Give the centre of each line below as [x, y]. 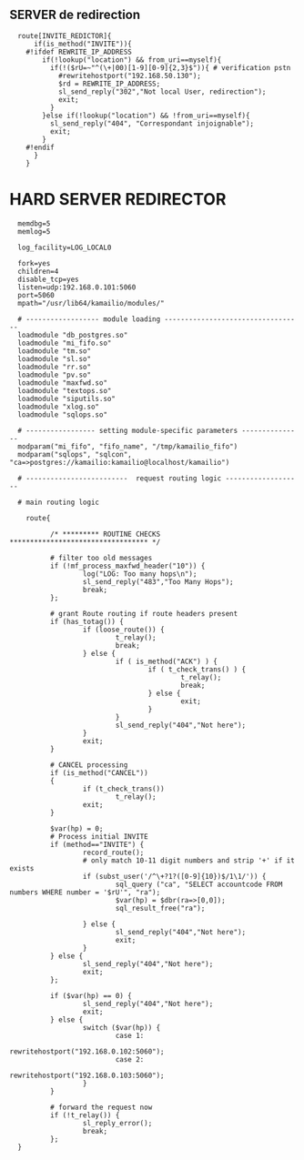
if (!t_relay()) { [85, 1115]
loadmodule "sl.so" [55, 358]
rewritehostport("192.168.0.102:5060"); [87, 1051]
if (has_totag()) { [87, 621]
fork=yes [34, 263]
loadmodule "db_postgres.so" [73, 335]
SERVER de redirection [75, 15]
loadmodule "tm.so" [55, 351]
